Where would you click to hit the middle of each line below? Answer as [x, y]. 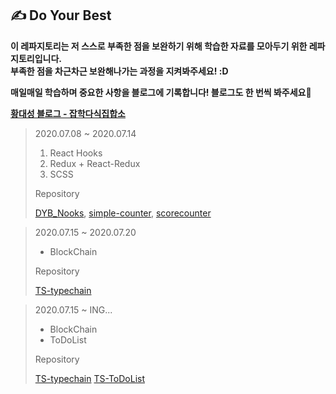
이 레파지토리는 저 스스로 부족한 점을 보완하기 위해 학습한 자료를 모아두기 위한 [159, 46]
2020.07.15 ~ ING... [73, 309]
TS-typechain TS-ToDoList [89, 378]
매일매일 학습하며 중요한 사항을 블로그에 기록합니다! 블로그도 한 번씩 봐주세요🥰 [161, 92]
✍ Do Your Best [61, 15]
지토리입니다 [35, 58]
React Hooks [76, 153]
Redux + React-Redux [95, 163]
